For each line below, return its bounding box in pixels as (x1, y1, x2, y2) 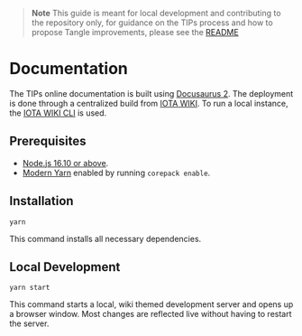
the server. (9, 318, 50, 329)
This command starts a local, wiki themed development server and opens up (9, 299, 294, 310)
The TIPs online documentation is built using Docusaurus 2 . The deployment (9, 88, 294, 98)
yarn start (9, 284, 50, 293)
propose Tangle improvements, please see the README (31, 27, 239, 37)
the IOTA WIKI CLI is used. (9, 107, 107, 118)
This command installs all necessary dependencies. (9, 233, 202, 244)
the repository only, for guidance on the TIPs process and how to (31, 17, 273, 28)
